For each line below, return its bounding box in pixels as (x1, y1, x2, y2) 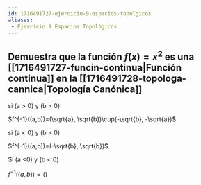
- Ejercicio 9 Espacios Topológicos (10, 23, 118, 30)
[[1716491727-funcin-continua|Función (8, 62, 182, 73)
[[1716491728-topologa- (79, 72, 187, 84)
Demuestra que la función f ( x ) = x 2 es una (8, 49, 195, 62)
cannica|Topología (8, 83, 91, 95)
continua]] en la (8, 72, 78, 84)
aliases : (8, 17, 33, 24)
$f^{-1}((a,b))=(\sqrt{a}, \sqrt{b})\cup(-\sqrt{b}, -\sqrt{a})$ (8, 115, 177, 123)
